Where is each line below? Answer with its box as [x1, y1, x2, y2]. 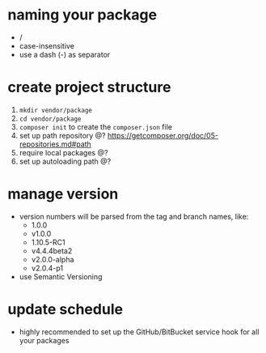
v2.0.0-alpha [31, 254, 74, 264]
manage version [7, 185, 119, 203]
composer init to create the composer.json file [19, 121, 173, 131]
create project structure [7, 79, 171, 96]
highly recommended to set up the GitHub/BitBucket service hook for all [19, 326, 260, 337]
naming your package [7, 6, 158, 24]
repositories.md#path [19, 139, 92, 149]
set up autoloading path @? [19, 156, 112, 166]
